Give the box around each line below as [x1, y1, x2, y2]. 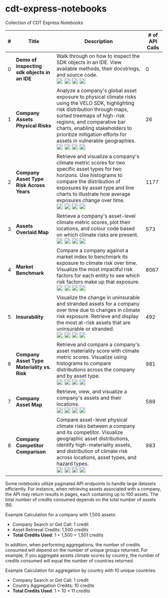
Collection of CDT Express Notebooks [5, 20, 83, 26]
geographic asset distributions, [56, 435, 129, 442]
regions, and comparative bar [56, 118, 126, 125]
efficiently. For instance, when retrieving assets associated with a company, [5, 486, 161, 492]
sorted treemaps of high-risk [56, 112, 125, 119]
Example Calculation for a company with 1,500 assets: [5, 511, 116, 517]
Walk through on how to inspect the [56, 52, 140, 59]
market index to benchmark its [56, 253, 128, 260]
